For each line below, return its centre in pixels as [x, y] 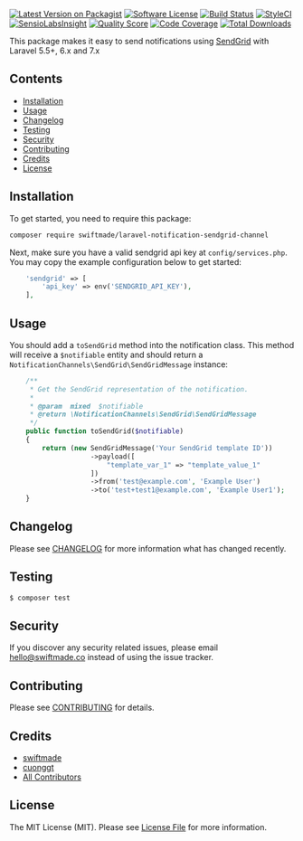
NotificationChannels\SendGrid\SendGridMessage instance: [119, 364]
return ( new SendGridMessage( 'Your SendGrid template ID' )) [157, 448]
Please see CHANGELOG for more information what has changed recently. [148, 548]
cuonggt [38, 767]
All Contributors [52, 777]
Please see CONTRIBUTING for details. [82, 708]
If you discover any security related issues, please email [114, 647]
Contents [36, 79]
